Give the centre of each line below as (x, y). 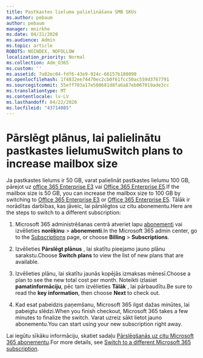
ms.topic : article (29, 46)
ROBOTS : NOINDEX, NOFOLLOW (40, 52)
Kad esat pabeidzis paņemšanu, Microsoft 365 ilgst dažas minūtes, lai (102, 305)
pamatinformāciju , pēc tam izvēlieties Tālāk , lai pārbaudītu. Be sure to (104, 286)
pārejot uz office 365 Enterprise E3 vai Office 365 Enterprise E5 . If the (93, 187)
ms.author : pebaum (29, 18)
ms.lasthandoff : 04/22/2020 (42, 102)
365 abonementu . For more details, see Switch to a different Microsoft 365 (99, 342)
